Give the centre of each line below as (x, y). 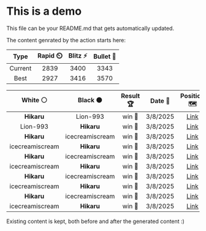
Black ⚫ (90, 100)
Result (130, 96)
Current (21, 68)
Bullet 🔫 (105, 56)
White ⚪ (34, 100)
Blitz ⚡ (78, 55)
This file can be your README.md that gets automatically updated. (90, 28)
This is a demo (44, 11)
